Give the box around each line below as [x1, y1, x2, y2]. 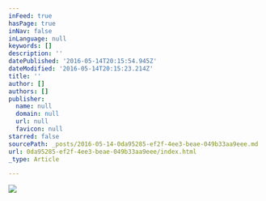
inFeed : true [8, 11, 53, 20]
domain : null [15, 110, 60, 118]
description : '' [8, 49, 63, 58]
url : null [15, 118, 49, 126]
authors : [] [8, 87, 49, 96]
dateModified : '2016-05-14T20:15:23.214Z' [8, 65, 154, 73]
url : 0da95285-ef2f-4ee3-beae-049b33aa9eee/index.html [8, 148, 197, 156]
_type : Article [8, 155, 60, 163]
